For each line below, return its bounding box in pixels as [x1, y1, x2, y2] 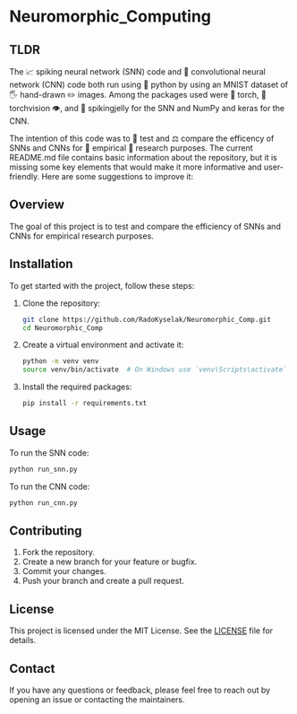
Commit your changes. [21, 566, 106, 577]
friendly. [9, 171, 40, 181]
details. [9, 635, 37, 646]
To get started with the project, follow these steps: [9, 280, 195, 291]
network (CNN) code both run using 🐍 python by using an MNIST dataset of [9, 79, 289, 90]
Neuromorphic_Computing [9, 6, 212, 27]
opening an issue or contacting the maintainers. [9, 694, 185, 705]
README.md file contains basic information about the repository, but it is [9, 152, 277, 162]
